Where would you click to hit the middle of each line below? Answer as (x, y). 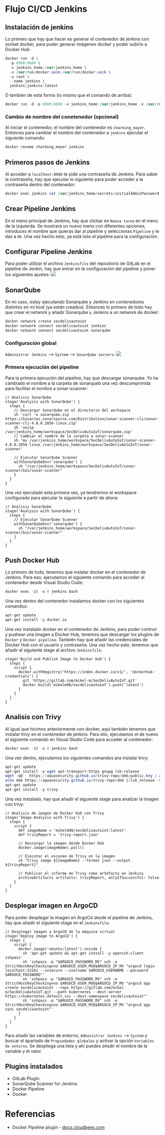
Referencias (30, 1114)
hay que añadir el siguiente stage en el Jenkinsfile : (57, 923)
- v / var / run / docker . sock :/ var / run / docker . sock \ (60, 72)
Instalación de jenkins (39, 27)
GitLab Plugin (26, 1078)
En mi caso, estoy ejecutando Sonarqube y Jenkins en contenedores (75, 302)
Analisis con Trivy (33, 717)
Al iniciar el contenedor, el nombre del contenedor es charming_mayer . (75, 128)
